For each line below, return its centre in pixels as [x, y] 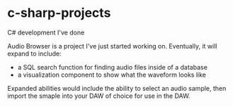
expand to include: [34, 53]
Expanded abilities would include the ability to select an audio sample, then [117, 88]
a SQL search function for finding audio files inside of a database [112, 67]
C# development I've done [46, 32]
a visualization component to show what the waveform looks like [112, 75]
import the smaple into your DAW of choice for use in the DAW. [99, 96]
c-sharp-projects [59, 13]
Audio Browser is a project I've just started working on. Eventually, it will [112, 46]
